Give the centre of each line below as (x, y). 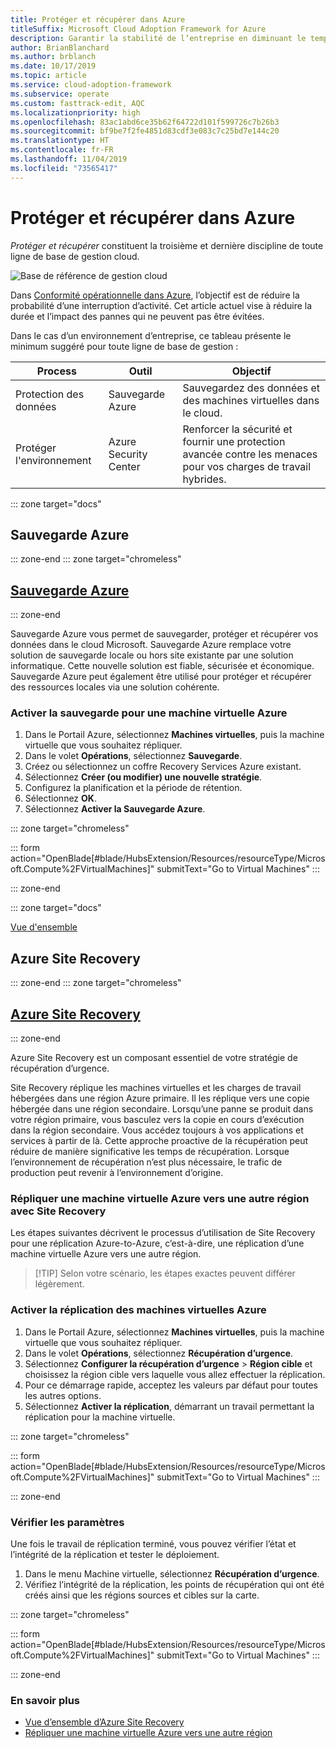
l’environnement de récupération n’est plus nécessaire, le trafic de (146, 1162)
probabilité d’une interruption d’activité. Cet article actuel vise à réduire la (161, 305)
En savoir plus (45, 1700)
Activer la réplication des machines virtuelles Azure (138, 1310)
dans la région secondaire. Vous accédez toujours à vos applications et (157, 1130)
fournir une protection (234, 441)
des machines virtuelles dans (251, 400)
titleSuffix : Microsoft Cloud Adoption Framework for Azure (138, 29)
